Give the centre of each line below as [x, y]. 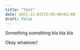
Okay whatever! [21, 43]
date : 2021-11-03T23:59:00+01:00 [40, 14]
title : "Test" [20, 10]
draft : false [19, 19]
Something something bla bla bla [39, 33]
